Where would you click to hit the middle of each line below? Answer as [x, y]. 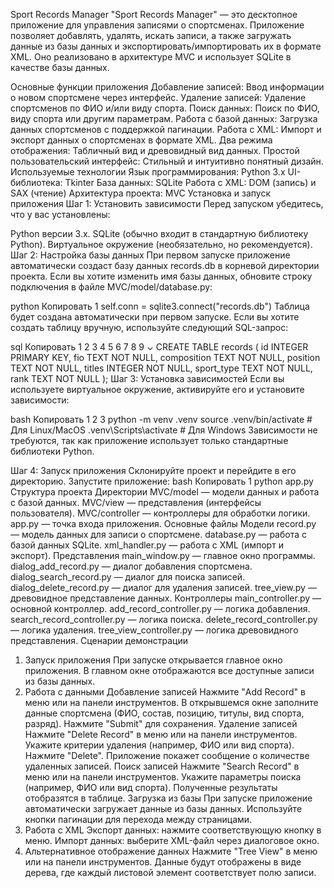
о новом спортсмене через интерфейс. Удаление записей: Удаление [158, 97]
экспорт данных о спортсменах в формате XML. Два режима [141, 140]
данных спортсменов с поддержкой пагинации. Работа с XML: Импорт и [166, 129]
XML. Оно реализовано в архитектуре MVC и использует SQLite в [151, 57]
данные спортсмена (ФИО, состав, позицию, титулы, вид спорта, [164, 713]
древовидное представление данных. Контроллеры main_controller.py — [166, 598]
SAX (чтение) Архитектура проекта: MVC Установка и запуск [141, 193]
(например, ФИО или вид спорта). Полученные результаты [151, 787]
